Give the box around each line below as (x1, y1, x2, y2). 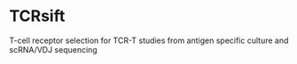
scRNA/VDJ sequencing (9, 44, 98, 54)
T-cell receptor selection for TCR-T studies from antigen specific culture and (9, 35, 289, 46)
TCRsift (9, 6, 66, 26)
